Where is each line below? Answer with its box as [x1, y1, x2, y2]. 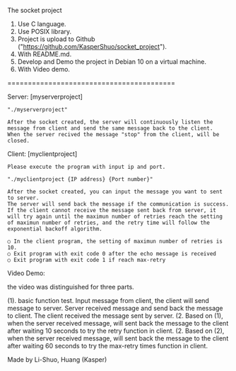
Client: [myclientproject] [7, 150, 78, 158]
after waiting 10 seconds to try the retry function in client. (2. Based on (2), [7, 326, 225, 335]
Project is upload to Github [17, 35, 95, 43]
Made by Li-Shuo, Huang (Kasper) [7, 355, 107, 364]
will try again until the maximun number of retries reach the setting [7, 213, 223, 220]
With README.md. [17, 50, 72, 58]
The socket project [7, 6, 62, 14]
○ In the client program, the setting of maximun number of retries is [7, 238, 223, 245]
